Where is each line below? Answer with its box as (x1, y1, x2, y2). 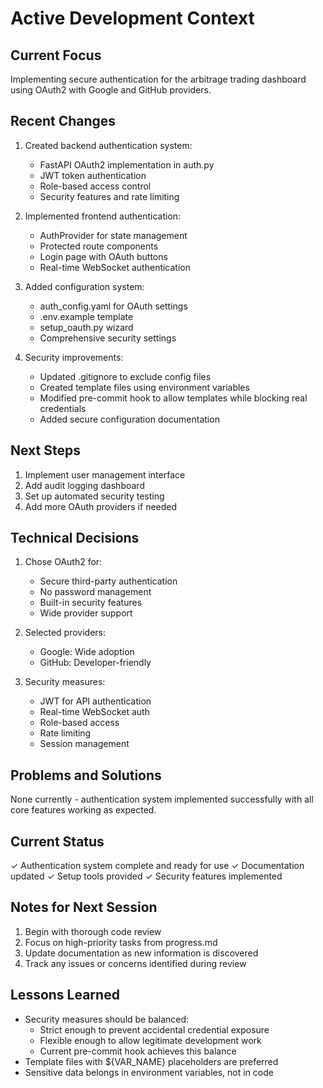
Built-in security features (39, 597, 143, 609)
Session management (39, 738, 130, 750)
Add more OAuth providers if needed (24, 500, 178, 512)
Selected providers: (24, 627, 107, 639)
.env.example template (39, 310, 134, 322)
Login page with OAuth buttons (39, 250, 168, 262)
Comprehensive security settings (39, 332, 177, 344)
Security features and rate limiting (39, 190, 180, 202)
